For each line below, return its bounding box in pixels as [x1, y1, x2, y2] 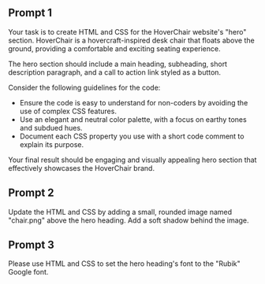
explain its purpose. [19, 139, 84, 149]
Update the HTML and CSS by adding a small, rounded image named [8, 207, 233, 216]
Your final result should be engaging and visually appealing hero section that [8, 155, 257, 164]
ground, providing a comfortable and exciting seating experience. [8, 43, 221, 53]
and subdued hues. [19, 123, 83, 132]
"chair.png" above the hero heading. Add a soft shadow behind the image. [8, 216, 250, 225]
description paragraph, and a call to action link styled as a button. [8, 67, 222, 77]
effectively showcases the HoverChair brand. [8, 163, 155, 172]
